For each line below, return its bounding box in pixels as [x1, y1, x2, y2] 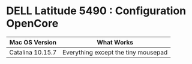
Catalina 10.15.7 [9, 48, 57, 56]
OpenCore [6, 17, 59, 30]
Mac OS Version [9, 38, 57, 46]
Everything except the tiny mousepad [62, 48, 168, 56]
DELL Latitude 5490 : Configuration [6, 4, 187, 18]
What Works [97, 38, 134, 46]
